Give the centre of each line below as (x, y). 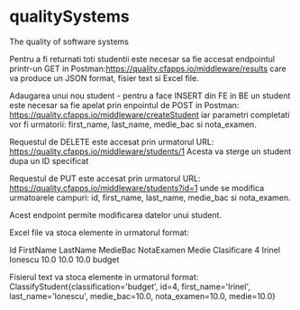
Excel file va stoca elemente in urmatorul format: (99, 232)
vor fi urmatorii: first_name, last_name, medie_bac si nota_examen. (133, 124)
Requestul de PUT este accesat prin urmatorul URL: (105, 178)
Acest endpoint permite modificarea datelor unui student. (116, 214)
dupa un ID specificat (49, 160)
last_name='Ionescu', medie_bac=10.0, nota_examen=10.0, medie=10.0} (143, 296)
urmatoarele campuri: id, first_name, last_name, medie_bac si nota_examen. (150, 197)
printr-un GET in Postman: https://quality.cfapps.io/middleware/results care (148, 68)
